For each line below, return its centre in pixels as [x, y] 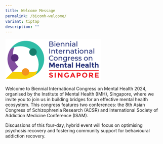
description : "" [22, 27]
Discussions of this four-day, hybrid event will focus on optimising [74, 125]
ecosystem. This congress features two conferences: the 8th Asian [75, 105]
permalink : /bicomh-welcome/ [36, 16]
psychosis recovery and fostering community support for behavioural [78, 130]
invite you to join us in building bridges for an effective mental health [77, 99]
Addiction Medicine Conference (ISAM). [47, 115]
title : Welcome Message [30, 11]
